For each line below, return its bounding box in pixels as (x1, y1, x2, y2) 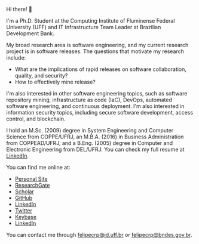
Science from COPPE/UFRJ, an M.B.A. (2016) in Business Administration (6, 133, 184, 140)
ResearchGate (14, 182, 50, 189)
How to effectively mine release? (14, 78, 96, 85)
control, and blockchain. (6, 115, 66, 122)
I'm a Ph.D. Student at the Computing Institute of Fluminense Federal (6, 17, 175, 24)
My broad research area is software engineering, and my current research (6, 42, 189, 48)
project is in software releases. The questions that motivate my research (6, 48, 184, 55)
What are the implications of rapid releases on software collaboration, (14, 66, 187, 73)
